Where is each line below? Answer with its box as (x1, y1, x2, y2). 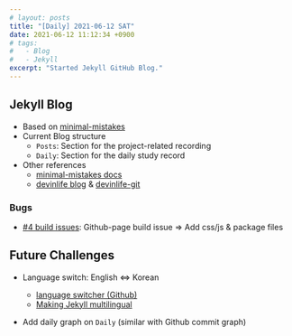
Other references (22, 159, 87, 170)
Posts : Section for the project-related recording (35, 140, 212, 151)
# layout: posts (9, 13, 70, 23)
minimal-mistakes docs (35, 169, 123, 180)
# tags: (9, 38, 39, 48)
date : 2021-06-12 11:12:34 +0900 (9, 30, 135, 39)
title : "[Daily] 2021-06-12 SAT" (9, 22, 135, 31)
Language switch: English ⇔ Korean (22, 272, 160, 283)
